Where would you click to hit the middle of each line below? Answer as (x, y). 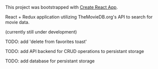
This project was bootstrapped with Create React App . (62, 7)
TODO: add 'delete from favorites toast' (46, 41)
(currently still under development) (41, 32)
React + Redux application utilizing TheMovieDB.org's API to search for (79, 17)
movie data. (17, 22)
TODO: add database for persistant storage (50, 61)
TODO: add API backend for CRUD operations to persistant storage (75, 51)
